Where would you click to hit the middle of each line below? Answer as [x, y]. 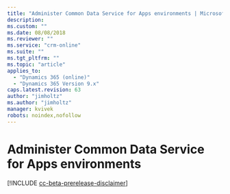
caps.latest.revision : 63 [44, 90]
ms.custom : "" [27, 26]
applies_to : [24, 71]
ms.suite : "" [26, 52]
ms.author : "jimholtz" [39, 103]
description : [26, 20]
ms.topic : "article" [37, 64]
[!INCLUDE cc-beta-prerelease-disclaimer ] [67, 183]
